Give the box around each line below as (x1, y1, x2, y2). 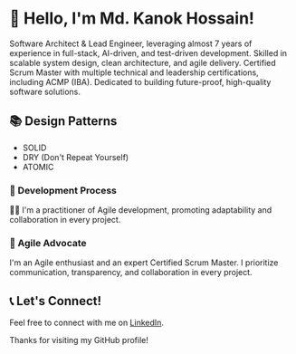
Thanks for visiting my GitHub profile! (9, 335, 149, 346)
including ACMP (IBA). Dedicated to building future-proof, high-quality (9, 76, 272, 87)
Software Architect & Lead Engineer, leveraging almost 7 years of (9, 38, 253, 49)
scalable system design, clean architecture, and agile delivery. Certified (9, 57, 276, 68)
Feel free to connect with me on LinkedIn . (9, 317, 165, 329)
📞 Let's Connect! (9, 293, 102, 309)
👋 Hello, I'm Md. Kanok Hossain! (9, 8, 255, 29)
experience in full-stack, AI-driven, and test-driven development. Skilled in (9, 47, 288, 58)
